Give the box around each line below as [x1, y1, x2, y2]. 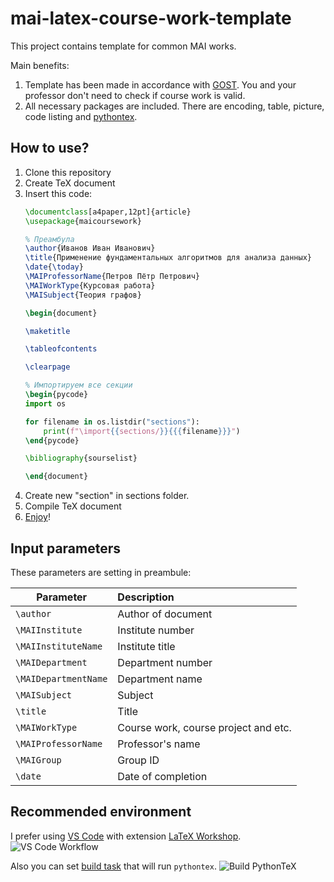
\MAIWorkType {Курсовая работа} [24, 280, 156, 291]
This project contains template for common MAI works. [10, 40, 237, 52]
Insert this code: [24, 187, 93, 199]
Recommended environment [10, 803, 192, 821]
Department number [117, 655, 213, 669]
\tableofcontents [24, 344, 98, 354]
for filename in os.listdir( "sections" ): [24, 417, 201, 427]
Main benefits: [10, 59, 70, 71]
